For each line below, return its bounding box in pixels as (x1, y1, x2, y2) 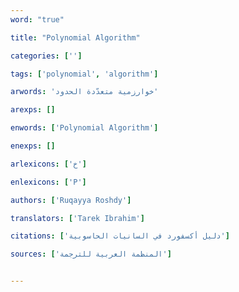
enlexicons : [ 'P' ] (10, 177, 87, 187)
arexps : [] (10, 105, 56, 115)
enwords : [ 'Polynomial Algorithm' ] (10, 123, 159, 133)
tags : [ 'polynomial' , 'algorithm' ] (10, 69, 159, 79)
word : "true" (10, 14, 65, 25)
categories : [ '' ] (10, 51, 83, 61)
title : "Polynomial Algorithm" (10, 32, 141, 43)
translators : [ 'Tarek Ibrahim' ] (10, 213, 145, 223)
